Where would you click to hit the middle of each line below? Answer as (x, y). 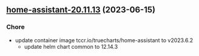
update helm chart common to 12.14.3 (71, 46)
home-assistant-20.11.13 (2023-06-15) (81, 10)
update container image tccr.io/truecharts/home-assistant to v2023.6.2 (104, 40)
